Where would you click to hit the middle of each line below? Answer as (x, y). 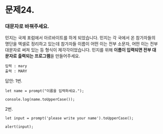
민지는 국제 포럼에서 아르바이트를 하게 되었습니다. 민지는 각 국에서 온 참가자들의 (80, 38)
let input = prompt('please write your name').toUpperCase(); (69, 118)
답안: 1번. (14, 81)
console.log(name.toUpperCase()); (40, 100)
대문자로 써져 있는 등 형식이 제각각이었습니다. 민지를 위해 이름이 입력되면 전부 (78, 50)
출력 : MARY (16, 71)
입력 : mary (16, 66)
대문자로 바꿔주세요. (27, 26)
